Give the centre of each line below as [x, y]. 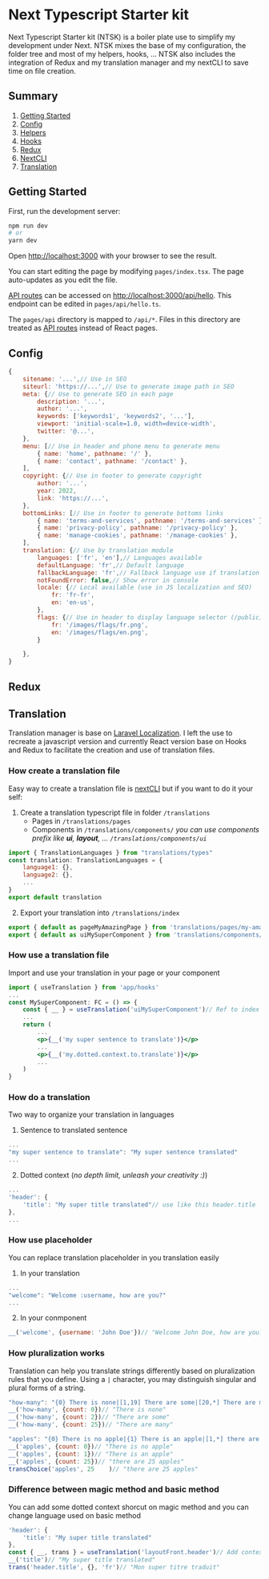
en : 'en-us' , [72, 602]
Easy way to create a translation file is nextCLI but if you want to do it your [131, 788]
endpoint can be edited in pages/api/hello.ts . [85, 304]
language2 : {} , [48, 875]
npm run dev [28, 226]
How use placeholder [50, 1240]
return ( [37, 1025]
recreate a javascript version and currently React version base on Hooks [127, 742]
